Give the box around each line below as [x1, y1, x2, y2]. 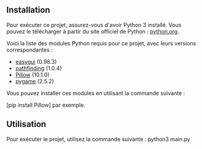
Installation [6, 5, 50, 15]
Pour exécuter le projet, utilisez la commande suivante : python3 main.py [6, 135, 190, 143]
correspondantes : [6, 46, 53, 53]
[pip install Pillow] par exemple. [6, 101, 86, 109]
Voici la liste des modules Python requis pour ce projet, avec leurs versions [6, 39, 196, 47]
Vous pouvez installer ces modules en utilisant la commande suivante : [6, 89, 185, 97]
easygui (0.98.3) [15, 58, 57, 65]
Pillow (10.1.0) [15, 71, 50, 78]
